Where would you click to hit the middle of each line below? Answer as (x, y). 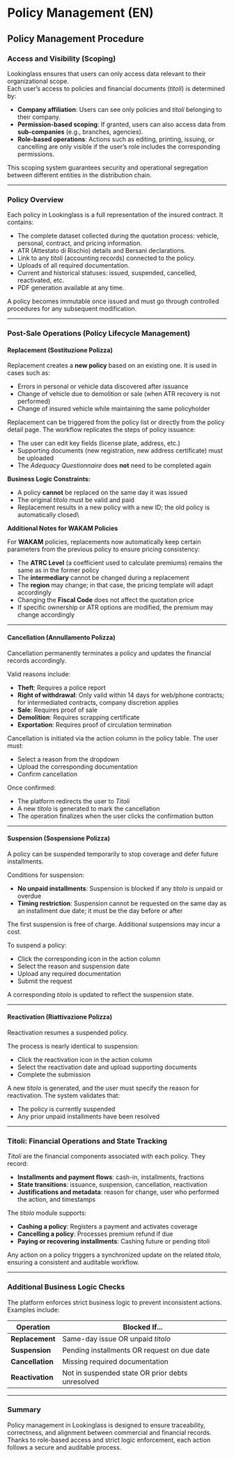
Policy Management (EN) (81, 13)
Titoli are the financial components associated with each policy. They (106, 1156)
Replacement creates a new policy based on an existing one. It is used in (112, 365)
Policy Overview (36, 199)
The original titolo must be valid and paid (76, 500)
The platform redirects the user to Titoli (73, 801)
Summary (24, 1410)
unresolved (81, 1381)
